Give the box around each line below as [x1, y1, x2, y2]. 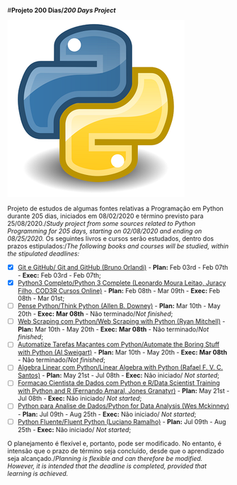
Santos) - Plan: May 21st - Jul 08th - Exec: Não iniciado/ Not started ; [17, 371, 220, 380]
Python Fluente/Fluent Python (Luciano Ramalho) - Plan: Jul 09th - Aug [17, 417, 226, 426]
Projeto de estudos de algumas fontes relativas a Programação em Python [7, 205, 224, 212]
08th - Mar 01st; [17, 294, 65, 303]
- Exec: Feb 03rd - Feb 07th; [17, 271, 101, 280]
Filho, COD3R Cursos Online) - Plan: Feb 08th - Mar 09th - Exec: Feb [17, 287, 221, 295]
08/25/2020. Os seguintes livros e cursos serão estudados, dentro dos [7, 234, 214, 243]
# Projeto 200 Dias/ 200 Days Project [7, 6, 116, 14]
